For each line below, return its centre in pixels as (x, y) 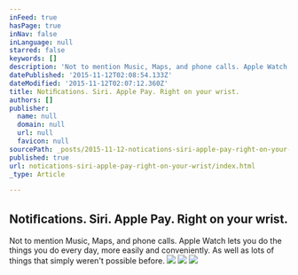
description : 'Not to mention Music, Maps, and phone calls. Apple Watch (149, 67)
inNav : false (33, 34)
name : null (37, 116)
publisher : (29, 108)
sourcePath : (31, 149)
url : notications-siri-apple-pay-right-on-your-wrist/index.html (132, 166)
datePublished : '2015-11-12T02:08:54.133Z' (91, 75)
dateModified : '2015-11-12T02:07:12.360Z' (89, 83)
